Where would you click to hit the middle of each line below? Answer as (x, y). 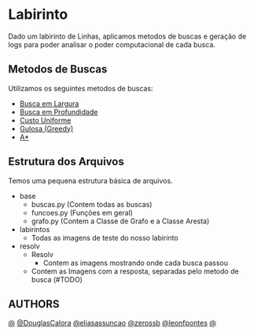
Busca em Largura (49, 103)
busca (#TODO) (57, 279)
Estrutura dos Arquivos (66, 162)
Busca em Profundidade (59, 112)
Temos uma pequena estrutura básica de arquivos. (90, 180)
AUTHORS (34, 304)
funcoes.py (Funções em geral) (82, 212)
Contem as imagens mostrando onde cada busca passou (135, 263)
